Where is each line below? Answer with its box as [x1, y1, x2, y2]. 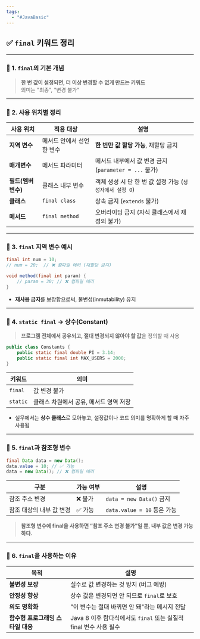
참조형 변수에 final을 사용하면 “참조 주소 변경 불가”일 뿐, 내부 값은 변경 [20, 522, 183, 529]
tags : [6, 8, 20, 15]
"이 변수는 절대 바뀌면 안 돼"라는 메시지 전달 [70, 603, 186, 611]
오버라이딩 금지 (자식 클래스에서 [95, 208, 180, 216]
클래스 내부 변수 [42, 181, 85, 190]
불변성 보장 [9, 580, 39, 588]
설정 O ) [117, 185, 135, 194]
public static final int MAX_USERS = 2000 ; [17, 355, 127, 361]
